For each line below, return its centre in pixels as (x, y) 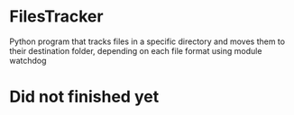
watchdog (28, 60)
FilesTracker (56, 17)
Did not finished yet (84, 97)
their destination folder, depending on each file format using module (136, 50)
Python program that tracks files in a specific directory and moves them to (147, 41)
